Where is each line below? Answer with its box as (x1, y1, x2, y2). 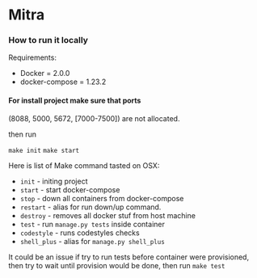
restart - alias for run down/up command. (19, 202, 162, 212)
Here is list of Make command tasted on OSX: (8, 160, 160, 171)
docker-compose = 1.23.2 (19, 77, 107, 86)
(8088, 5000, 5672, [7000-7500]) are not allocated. (8, 113, 180, 123)
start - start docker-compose (19, 184, 120, 195)
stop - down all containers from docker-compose (19, 193, 184, 203)
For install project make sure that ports (8, 95, 141, 106)
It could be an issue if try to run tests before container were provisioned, (8, 252, 249, 262)
